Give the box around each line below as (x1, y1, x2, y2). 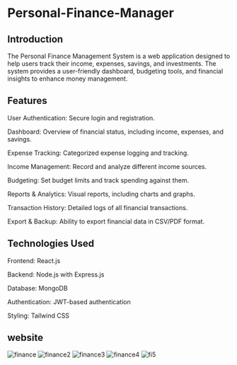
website (7, 332, 44, 344)
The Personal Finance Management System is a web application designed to (7, 52, 231, 60)
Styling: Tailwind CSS (7, 311, 69, 320)
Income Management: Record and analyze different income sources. (7, 162, 207, 170)
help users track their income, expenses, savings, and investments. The (7, 59, 216, 68)
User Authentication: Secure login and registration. (7, 113, 156, 122)
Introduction (7, 33, 64, 45)
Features (7, 95, 47, 107)
